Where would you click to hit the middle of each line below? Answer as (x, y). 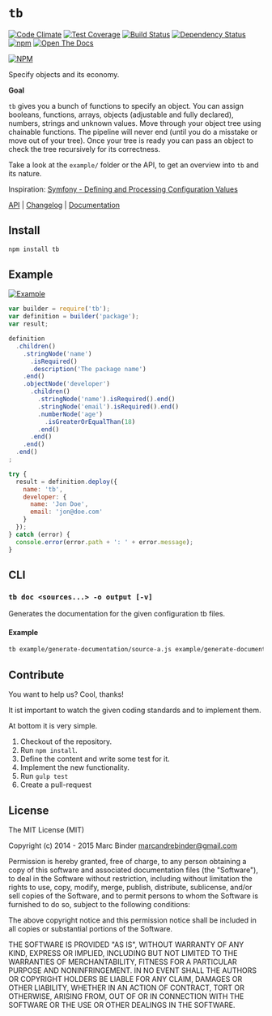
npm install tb (34, 249)
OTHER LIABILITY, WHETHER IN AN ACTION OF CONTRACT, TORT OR (126, 988)
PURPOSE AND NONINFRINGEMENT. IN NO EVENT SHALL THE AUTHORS (133, 970)
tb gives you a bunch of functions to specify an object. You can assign (126, 106)
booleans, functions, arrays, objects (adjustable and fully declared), (121, 115)
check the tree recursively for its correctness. (84, 149)
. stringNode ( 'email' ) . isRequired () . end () (108, 406)
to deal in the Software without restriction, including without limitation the (130, 878)
